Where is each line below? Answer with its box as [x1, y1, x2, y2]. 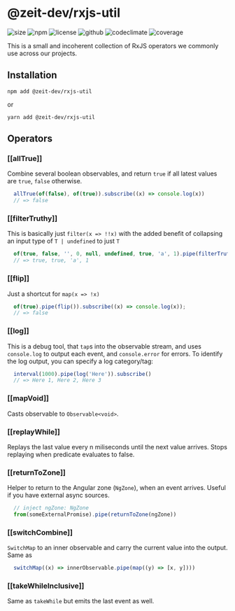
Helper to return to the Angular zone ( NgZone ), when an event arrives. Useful [7, 484, 226, 492]
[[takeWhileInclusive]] [7, 581, 85, 591]
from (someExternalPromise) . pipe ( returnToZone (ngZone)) [13, 511, 177, 519]
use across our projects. [7, 49, 78, 57]
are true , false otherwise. [7, 177, 83, 185]
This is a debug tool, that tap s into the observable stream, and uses [7, 342, 201, 351]
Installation [7, 69, 57, 81]
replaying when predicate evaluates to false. [7, 450, 135, 458]
